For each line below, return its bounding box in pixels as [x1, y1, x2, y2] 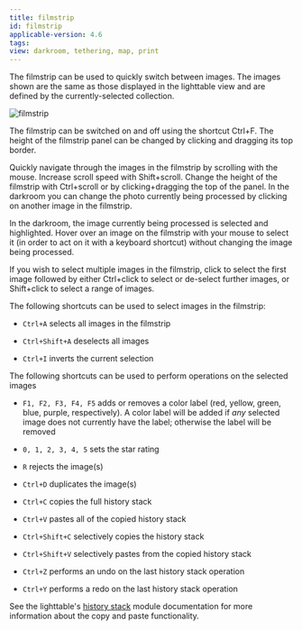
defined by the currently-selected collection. [9, 91, 175, 102]
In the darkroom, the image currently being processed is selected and [9, 218, 269, 229]
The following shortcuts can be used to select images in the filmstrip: [9, 301, 266, 312]
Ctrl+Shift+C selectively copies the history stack [22, 531, 205, 542]
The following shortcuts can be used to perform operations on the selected [9, 370, 288, 381]
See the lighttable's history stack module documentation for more [9, 601, 253, 612]
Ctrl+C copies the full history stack [22, 497, 152, 507]
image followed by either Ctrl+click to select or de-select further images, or [9, 274, 290, 285]
